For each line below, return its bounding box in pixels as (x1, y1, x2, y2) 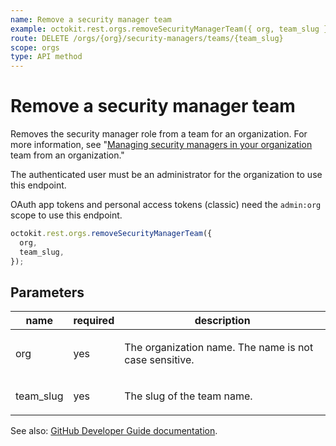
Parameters (10, 284, 85, 301)
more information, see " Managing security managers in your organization (10, 139, 313, 151)
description (194, 314, 251, 328)
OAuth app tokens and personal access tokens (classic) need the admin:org (10, 199, 322, 211)
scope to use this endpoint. (10, 209, 123, 221)
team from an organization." (10, 149, 125, 161)
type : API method (10, 52, 83, 62)
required (73, 314, 115, 328)
